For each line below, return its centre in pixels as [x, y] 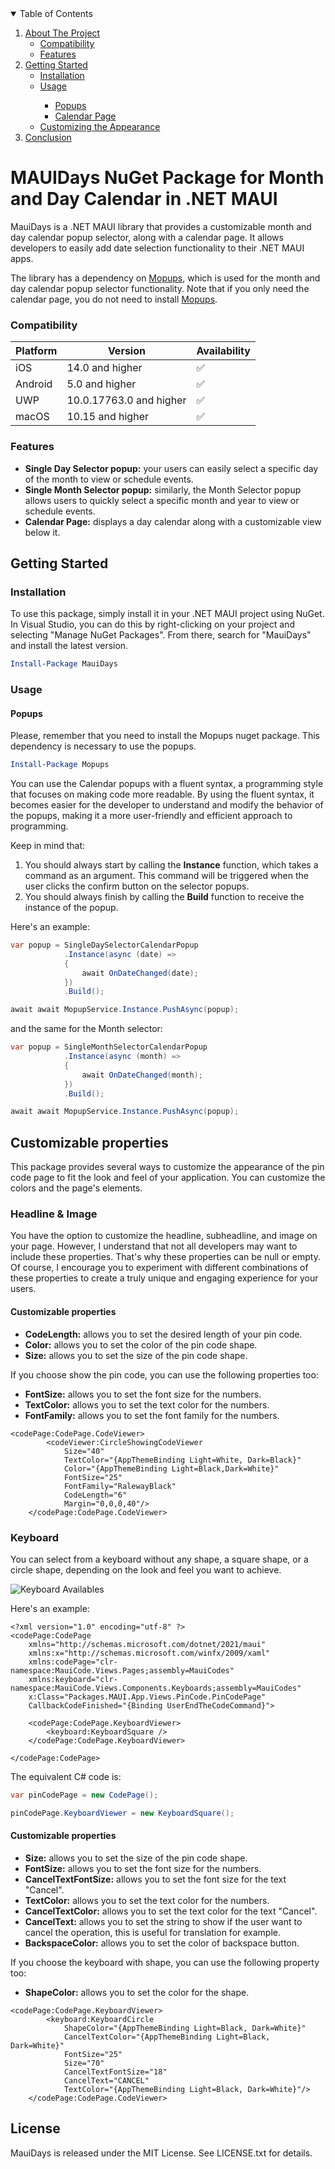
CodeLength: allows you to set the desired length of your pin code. [163, 1334]
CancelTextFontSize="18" [115, 2072]
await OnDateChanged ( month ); [142, 1075]
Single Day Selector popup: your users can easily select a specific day [171, 468]
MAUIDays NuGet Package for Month [167, 178]
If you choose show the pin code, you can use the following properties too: [164, 1374]
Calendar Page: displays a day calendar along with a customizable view [173, 521]
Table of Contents [56, 13]
